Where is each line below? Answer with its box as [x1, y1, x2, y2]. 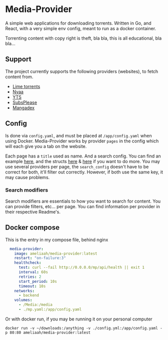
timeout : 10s [18, 283, 46, 289]
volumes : [14, 297, 33, 303]
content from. [5, 74, 34, 80]
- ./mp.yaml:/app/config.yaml [18, 307, 82, 312]
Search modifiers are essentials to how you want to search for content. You [5, 198, 161, 204]
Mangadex [12, 104, 35, 111]
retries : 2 [18, 274, 42, 279]
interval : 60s [18, 270, 49, 275]
